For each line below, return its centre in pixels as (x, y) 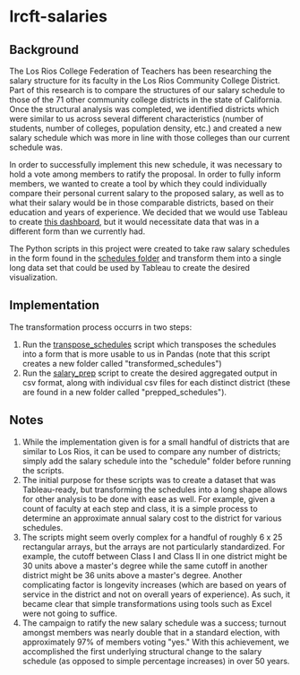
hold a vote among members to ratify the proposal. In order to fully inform (145, 174)
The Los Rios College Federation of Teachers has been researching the (141, 71)
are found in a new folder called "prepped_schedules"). (124, 392)
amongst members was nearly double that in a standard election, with (151, 632)
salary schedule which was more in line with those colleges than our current (150, 138)
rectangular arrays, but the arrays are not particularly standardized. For (154, 546)
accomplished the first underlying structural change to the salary (142, 651)
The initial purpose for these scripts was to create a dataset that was (149, 480)
